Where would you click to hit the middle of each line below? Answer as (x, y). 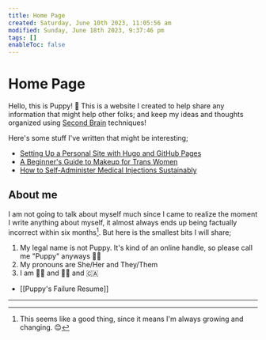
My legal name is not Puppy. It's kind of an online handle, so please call (136, 247)
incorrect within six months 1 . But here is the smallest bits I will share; (120, 232)
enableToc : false (37, 45)
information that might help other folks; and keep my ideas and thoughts (126, 115)
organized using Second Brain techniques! (77, 123)
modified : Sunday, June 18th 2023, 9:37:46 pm (86, 30)
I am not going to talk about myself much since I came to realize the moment (133, 213)
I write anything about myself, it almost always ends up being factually (123, 222)
